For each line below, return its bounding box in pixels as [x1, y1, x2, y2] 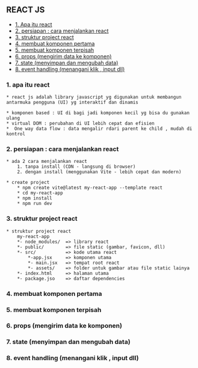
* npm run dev [17, 201, 52, 207]
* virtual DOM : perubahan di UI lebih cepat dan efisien [6, 120, 155, 127]
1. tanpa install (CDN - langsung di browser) [17, 164, 136, 170]
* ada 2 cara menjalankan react [6, 159, 87, 165]
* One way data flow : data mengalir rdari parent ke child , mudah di [6, 126, 193, 132]
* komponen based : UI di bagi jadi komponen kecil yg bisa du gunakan [6, 110, 190, 116]
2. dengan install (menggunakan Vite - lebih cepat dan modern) [17, 169, 182, 175]
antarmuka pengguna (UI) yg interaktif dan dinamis [6, 99, 138, 106]
